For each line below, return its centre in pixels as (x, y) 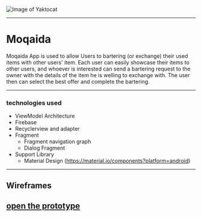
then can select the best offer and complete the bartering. (78, 81)
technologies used (34, 102)
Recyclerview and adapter (47, 129)
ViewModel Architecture (45, 116)
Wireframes (29, 185)
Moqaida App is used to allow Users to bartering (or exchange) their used (97, 56)
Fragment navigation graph (57, 142)
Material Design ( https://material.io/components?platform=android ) (107, 161)
